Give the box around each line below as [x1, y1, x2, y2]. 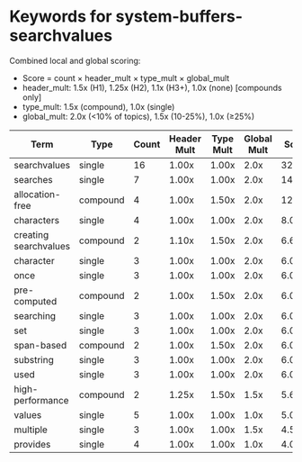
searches [13, 173, 54, 186]
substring [13, 353, 54, 366]
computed [13, 294, 58, 307]
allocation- [13, 187, 61, 200]
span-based [13, 339, 67, 351]
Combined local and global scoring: [9, 55, 141, 66]
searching [13, 309, 57, 322]
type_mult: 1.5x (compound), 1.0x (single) [22, 101, 175, 112]
